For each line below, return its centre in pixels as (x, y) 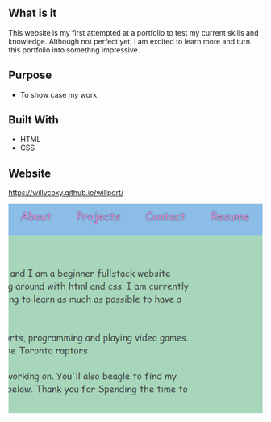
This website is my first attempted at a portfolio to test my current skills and (133, 32)
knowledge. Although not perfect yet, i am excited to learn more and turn (129, 41)
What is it (33, 13)
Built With (33, 120)
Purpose (30, 75)
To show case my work (58, 94)
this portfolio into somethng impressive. (74, 50)
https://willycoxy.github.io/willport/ (66, 193)
